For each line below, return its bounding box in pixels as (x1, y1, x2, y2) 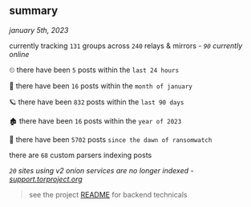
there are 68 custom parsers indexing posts (9, 150, 152, 160)
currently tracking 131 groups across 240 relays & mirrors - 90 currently (9, 41, 243, 51)
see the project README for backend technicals (28, 189, 188, 199)
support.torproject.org (9, 174, 83, 184)
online (9, 49, 30, 59)
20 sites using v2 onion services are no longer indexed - (9, 165, 194, 175)
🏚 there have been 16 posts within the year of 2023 (9, 116, 182, 125)
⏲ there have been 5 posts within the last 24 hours (9, 65, 180, 75)
